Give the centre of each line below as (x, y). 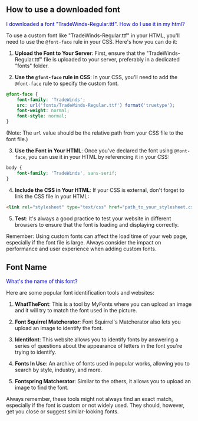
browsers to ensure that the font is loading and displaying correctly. (97, 224)
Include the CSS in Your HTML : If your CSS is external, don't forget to (99, 190)
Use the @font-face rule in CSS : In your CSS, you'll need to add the (96, 77)
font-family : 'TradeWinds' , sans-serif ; (67, 173)
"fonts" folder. (32, 66)
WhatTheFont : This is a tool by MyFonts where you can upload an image (103, 304)
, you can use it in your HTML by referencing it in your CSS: (98, 157)
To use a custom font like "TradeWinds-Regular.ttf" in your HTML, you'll (93, 35)
